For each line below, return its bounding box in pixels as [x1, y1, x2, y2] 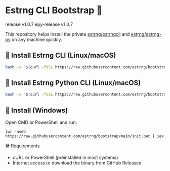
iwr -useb [5, 129, 26, 135]
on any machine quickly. [12, 36, 62, 42]
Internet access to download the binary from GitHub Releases [12, 160, 142, 166]
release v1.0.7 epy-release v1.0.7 [5, 21, 73, 27]
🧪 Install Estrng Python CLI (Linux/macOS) [5, 78, 141, 88]
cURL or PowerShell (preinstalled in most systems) [12, 154, 118, 161]
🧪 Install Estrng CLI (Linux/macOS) [5, 51, 116, 60]
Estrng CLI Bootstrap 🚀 [5, 5, 103, 16]
